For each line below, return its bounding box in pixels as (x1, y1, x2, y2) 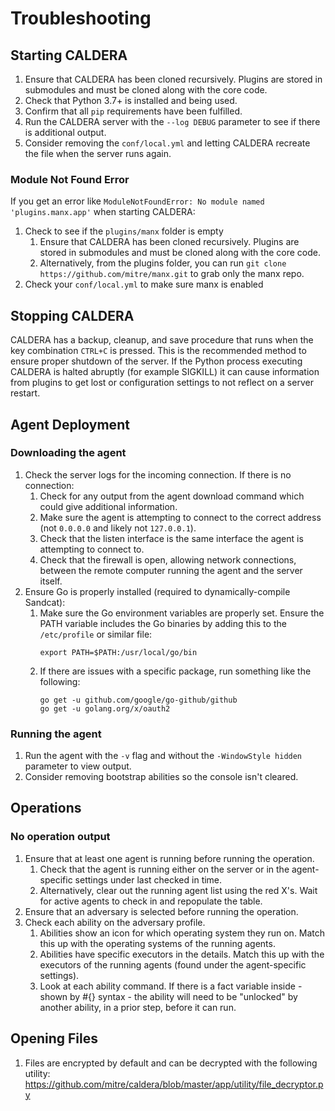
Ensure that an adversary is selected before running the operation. (24, 905, 299, 917)
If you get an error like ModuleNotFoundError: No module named (10, 195, 265, 207)
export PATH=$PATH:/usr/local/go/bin (39, 647, 198, 657)
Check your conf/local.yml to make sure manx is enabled (24, 278, 264, 291)
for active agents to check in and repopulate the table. (39, 895, 263, 907)
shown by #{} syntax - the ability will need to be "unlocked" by (39, 990, 298, 1002)
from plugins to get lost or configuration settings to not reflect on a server (10, 377, 314, 389)
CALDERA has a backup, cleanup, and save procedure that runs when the (10, 334, 314, 346)
